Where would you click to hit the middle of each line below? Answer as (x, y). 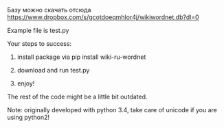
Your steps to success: (40, 43)
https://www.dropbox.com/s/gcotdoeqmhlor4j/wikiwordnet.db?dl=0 (103, 17)
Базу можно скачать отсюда (49, 10)
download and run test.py (53, 70)
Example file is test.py (38, 30)
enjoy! (26, 84)
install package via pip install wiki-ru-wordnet (81, 57)
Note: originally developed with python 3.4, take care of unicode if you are (112, 110)
